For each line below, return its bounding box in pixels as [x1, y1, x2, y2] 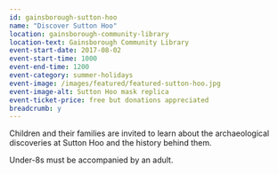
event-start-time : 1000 [9, 54, 98, 63]
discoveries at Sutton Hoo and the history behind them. [9, 138, 212, 148]
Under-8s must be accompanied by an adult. [9, 154, 174, 165]
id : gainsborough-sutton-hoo [9, 12, 118, 22]
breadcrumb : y [9, 104, 62, 113]
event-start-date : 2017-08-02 [9, 46, 122, 55]
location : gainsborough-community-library [9, 29, 169, 38]
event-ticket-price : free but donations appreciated [9, 95, 209, 105]
